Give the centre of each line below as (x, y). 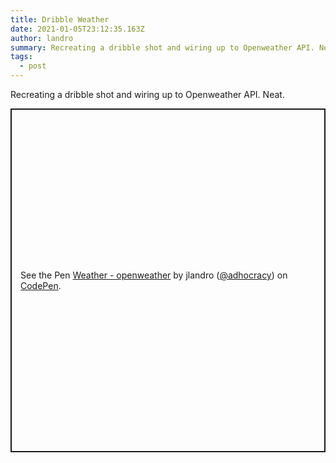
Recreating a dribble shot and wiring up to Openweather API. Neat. (147, 94)
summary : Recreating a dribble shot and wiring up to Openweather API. (162, 47)
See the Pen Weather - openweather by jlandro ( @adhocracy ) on (154, 275)
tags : (21, 57)
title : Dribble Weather (60, 19)
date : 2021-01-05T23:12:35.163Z (77, 29)
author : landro (42, 38)
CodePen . (41, 285)
